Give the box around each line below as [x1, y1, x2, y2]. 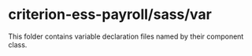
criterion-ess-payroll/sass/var [8, 6, 213, 24]
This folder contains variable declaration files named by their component [8, 32, 244, 41]
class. [8, 39, 28, 49]
